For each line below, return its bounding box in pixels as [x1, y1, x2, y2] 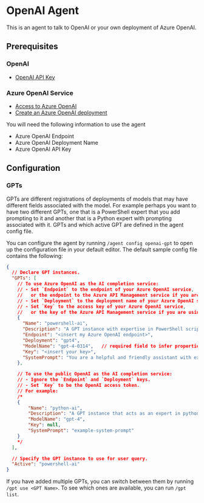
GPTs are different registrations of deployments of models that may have [6, 195, 188, 203]
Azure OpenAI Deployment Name [15, 139, 98, 146]
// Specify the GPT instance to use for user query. [12, 456, 148, 462]
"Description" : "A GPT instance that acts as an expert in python [28, 411, 200, 417]
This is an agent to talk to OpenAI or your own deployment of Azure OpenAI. [6, 24, 197, 31]
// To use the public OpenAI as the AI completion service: [17, 371, 172, 377]
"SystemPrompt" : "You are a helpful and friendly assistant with [22, 354, 191, 361]
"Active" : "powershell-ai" [12, 461, 80, 467]
